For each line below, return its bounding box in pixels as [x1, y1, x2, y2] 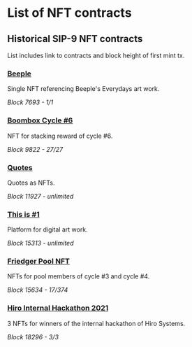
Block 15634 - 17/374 [7, 285, 68, 295]
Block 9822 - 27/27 [7, 145, 64, 153]
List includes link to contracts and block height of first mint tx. [7, 51, 185, 59]
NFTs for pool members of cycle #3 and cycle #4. [7, 272, 150, 281]
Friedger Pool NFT [7, 257, 70, 267]
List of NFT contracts [7, 5, 132, 21]
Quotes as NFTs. [7, 178, 55, 187]
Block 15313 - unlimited [7, 239, 74, 248]
